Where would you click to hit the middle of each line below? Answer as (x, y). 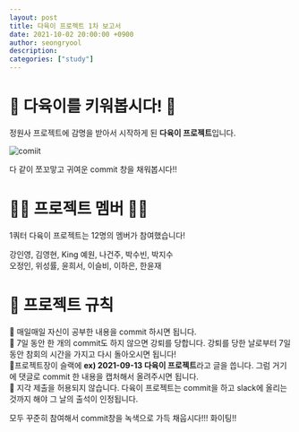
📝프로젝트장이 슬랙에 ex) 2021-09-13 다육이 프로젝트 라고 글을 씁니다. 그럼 (140, 365)
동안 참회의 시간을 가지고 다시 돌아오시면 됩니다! (93, 354)
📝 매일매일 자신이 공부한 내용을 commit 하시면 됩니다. (103, 332)
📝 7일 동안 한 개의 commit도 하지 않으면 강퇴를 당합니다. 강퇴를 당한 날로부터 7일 (150, 342)
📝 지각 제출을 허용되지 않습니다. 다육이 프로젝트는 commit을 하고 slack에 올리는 (149, 387)
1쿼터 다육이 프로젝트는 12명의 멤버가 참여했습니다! (98, 235)
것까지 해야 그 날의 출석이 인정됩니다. (74, 399)
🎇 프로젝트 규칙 (62, 305)
